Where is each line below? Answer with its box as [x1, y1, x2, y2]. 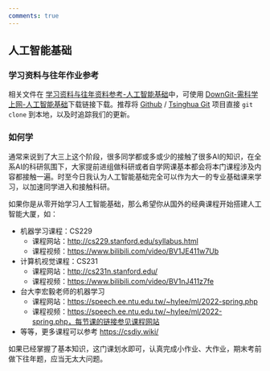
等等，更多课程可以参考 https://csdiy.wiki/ [19, 327, 159, 336]
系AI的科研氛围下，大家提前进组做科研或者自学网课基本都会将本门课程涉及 [8, 162, 255, 171]
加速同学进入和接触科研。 [29, 182, 114, 192]
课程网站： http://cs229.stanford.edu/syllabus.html [31, 236, 198, 245]
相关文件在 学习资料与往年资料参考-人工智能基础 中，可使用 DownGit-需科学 [8, 89, 259, 99]
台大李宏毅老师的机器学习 [19, 286, 105, 296]
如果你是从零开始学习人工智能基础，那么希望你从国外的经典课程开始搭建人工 [8, 199, 262, 208]
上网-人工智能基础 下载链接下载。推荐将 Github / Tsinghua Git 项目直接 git [8, 100, 253, 109]
